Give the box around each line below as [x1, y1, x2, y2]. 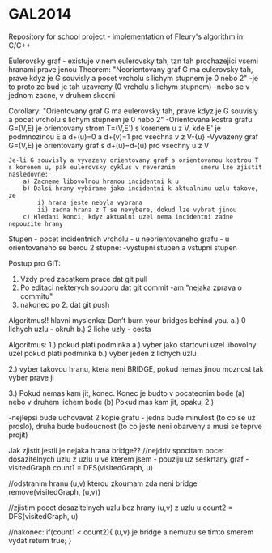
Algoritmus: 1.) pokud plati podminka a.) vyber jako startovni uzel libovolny [8, 339, 257, 349]
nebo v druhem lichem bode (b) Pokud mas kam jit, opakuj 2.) [8, 397, 215, 406]
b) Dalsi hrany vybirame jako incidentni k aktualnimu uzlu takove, [23, 184, 259, 193]
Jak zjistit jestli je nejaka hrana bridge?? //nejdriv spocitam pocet [8, 445, 225, 455]
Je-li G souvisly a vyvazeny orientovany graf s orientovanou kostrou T [8, 155, 259, 164]
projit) [8, 430, 28, 440]
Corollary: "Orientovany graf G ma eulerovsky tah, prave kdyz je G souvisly [8, 106, 259, 116]
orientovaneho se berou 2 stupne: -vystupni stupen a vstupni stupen [8, 242, 237, 252]
